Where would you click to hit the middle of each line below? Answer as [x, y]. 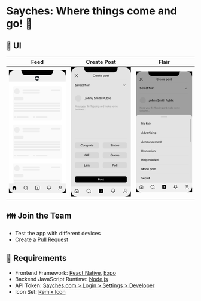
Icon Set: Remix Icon [40, 291]
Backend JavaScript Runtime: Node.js [61, 279]
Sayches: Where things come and [92, 11]
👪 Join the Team [39, 216]
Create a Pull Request [42, 239]
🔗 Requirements [36, 258]
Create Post [101, 62]
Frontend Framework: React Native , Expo [66, 272]
